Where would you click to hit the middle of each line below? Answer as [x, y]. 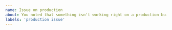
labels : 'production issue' [35, 19]
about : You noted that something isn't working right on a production [82, 15]
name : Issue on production [34, 10]
